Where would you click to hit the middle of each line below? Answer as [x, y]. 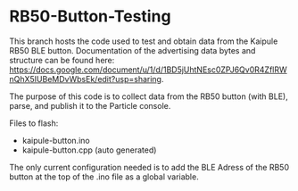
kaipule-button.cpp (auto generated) [89, 150]
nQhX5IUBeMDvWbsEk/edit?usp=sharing [86, 79]
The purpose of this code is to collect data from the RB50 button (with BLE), [149, 96]
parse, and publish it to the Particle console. [90, 105]
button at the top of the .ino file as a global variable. [104, 177]
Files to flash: [34, 123]
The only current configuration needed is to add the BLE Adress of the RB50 [149, 167]
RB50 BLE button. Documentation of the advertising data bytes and [132, 50]
